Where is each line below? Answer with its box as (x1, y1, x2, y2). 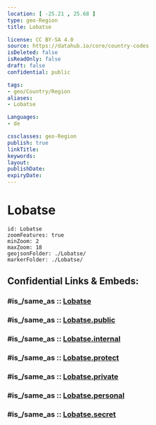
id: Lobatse (7, 225, 42, 233)
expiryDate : (7, 172, 42, 179)
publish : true (7, 139, 49, 146)
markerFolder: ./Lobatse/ (7, 256, 83, 263)
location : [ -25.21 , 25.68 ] (7, 10, 96, 18)
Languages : (7, 114, 39, 121)
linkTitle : (7, 145, 39, 153)
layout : (7, 159, 30, 166)
